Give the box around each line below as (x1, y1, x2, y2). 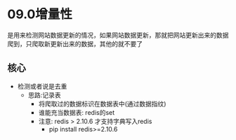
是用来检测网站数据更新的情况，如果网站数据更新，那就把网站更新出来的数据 (7, 31, 229, 39)
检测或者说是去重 (17, 82, 67, 90)
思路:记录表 (27, 90, 61, 99)
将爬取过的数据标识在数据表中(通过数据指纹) (38, 99, 166, 108)
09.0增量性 (7, 6, 72, 22)
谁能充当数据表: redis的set (38, 108, 115, 116)
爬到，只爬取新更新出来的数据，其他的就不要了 (7, 39, 143, 48)
